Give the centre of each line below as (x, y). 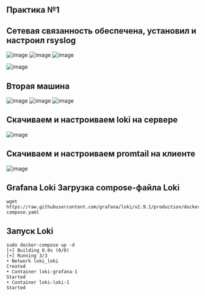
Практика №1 (33, 10)
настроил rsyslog (41, 40)
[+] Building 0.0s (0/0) (38, 251)
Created (16, 267)
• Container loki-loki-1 (38, 283)
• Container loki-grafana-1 (42, 272)
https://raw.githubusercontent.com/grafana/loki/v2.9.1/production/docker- (105, 207)
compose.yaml (23, 212)
